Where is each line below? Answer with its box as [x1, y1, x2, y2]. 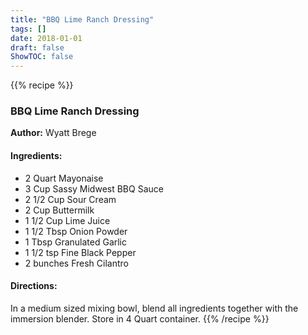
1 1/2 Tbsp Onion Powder [24, 225, 128, 237]
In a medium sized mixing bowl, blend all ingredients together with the [10, 302, 299, 314]
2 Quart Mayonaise [24, 172, 104, 184]
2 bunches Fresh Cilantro [24, 257, 129, 269]
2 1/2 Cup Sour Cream [24, 193, 117, 205]
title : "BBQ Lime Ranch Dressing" [10, 14, 155, 25]
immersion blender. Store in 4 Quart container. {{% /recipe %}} [10, 312, 270, 325]
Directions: [10, 280, 58, 292]
